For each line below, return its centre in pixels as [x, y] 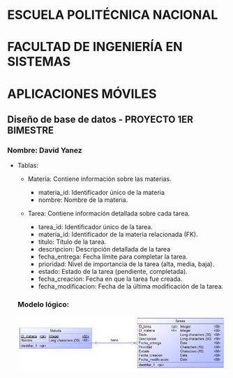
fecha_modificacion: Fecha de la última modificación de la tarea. [131, 286]
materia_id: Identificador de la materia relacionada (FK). [118, 235]
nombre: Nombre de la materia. [83, 200]
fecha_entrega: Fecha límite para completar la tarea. [113, 257]
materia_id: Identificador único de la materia [102, 193]
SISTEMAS [39, 62]
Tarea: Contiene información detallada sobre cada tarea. [109, 214]
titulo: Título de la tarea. [72, 242]
